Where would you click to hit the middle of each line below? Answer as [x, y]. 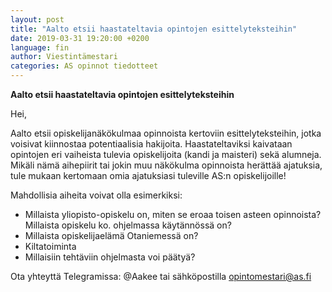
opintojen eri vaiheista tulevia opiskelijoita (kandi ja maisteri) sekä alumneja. [166, 154]
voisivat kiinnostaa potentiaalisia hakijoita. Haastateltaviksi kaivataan [151, 144]
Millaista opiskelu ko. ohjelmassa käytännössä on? [128, 225]
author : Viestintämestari [64, 57]
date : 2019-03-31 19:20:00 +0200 [80, 38]
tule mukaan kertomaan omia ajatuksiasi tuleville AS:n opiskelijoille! [148, 175]
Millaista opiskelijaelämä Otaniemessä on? [111, 235]
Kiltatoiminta [50, 246]
